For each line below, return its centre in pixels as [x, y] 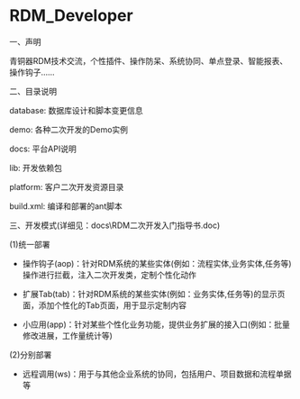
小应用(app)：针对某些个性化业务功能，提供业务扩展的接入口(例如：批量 [156, 324]
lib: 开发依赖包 [36, 168]
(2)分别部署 [31, 354]
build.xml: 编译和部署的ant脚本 [66, 206]
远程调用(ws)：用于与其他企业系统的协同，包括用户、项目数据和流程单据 [157, 374]
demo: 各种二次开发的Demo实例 [69, 129]
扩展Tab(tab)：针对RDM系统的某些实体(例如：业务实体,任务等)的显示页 [154, 294]
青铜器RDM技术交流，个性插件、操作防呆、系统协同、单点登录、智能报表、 [149, 60]
